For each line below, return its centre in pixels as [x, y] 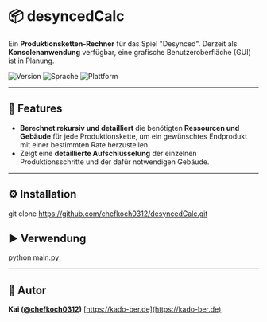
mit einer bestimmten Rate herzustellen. [85, 144]
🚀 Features [35, 109]
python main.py [34, 257]
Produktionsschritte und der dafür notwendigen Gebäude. [114, 162]
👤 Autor [27, 290]
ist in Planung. [31, 61]
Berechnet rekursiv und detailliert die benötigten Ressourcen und [130, 128]
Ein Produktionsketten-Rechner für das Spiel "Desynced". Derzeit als [123, 43]
